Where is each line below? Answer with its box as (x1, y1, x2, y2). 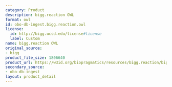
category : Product (5, 7, 45, 13)
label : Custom (10, 36, 40, 41)
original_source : (5, 46, 42, 51)
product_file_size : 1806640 (5, 55, 66, 60)
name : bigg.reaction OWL (5, 41, 58, 46)
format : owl (5, 17, 31, 22)
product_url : (5, 60, 33, 65)
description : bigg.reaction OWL (5, 12, 74, 17)
